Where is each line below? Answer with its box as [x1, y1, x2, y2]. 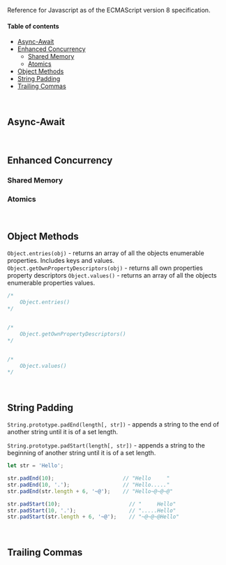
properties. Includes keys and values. [7, 257, 115, 265]
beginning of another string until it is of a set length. [7, 449, 156, 457]
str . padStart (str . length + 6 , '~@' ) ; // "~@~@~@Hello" [7, 513, 179, 520]
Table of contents [7, 22, 59, 30]
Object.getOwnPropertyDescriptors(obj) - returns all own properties [7, 264, 204, 272]
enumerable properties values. [7, 279, 96, 287]
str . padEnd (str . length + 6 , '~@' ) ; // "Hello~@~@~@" [7, 487, 173, 495]
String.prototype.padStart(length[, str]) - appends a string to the [7, 441, 206, 450]
